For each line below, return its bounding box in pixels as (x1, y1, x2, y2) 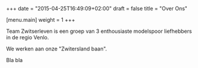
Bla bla (6, 57, 23, 63)
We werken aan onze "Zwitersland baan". (6, 45, 107, 52)
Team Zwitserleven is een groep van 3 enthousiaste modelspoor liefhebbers (6, 28, 192, 35)
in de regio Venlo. (6, 34, 49, 40)
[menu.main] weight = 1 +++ (6, 16, 75, 23)
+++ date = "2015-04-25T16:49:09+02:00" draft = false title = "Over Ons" (6, 5, 188, 12)
